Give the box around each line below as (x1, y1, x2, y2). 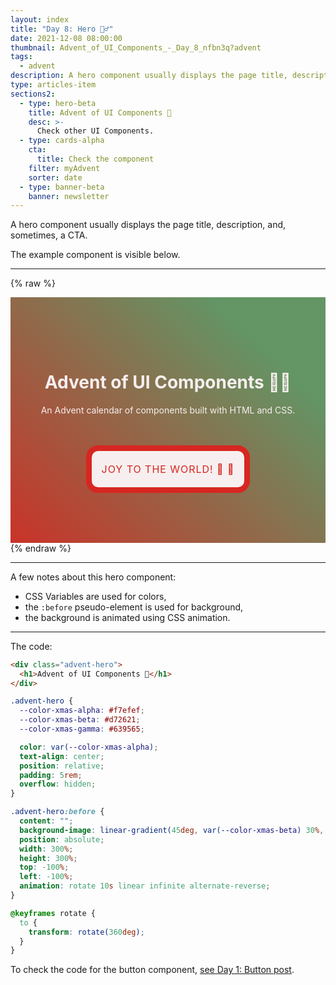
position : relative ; (19, 761, 105, 771)
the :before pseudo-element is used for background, (24, 601, 244, 613)
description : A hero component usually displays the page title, (10, 71, 288, 81)
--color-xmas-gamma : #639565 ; (19, 724, 145, 735)
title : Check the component (36, 154, 155, 164)
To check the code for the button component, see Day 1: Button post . (10, 964, 295, 976)
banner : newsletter (28, 191, 110, 201)
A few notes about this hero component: (10, 571, 177, 583)
